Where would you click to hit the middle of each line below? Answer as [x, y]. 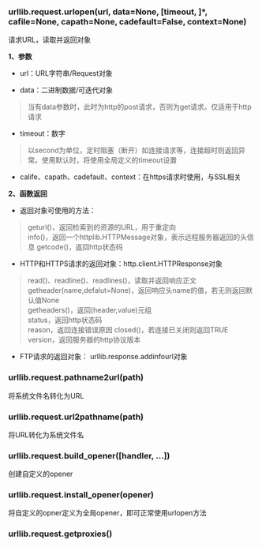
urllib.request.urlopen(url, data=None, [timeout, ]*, [108, 12]
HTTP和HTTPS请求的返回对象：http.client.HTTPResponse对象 [121, 264]
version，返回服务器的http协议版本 [84, 340]
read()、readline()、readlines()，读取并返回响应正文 [112, 281]
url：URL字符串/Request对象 [66, 73]
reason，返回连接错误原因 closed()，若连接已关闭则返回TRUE [128, 330]
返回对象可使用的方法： [58, 211]
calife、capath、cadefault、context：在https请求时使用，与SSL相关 [130, 177]
